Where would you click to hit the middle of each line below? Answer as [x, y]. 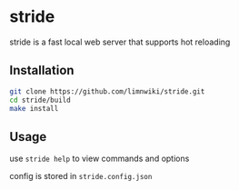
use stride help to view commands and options [100, 159]
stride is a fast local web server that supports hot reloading [120, 42]
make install [34, 108]
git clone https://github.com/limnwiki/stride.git [107, 91]
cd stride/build [40, 100]
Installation [42, 70]
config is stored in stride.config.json [81, 176]
